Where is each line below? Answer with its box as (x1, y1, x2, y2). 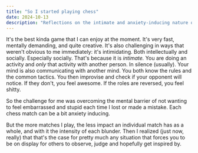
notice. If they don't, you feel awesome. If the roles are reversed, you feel (6, 80, 184, 87)
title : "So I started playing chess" (6, 8, 99, 15)
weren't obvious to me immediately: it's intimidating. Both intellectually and (6, 48, 188, 56)
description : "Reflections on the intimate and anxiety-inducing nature (6, 19, 189, 25)
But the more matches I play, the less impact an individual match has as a (6, 122, 184, 129)
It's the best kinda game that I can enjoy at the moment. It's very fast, (6, 36, 175, 43)
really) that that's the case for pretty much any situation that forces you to (6, 134, 186, 141)
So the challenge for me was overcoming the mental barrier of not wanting (6, 97, 187, 105)
